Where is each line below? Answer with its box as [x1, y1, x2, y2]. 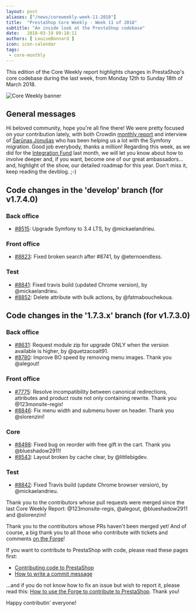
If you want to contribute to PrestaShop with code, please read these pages [6, 546, 188, 554]
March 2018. [6, 80, 36, 88]
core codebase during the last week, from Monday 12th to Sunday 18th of [6, 74, 183, 81]
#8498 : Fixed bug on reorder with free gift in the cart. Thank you [14, 441, 171, 448]
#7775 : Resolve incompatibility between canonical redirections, [14, 388, 168, 395]
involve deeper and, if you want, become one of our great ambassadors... [6, 156, 183, 163]
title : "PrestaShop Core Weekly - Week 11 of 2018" [6, 19, 137, 25]
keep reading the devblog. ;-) [6, 168, 77, 175]
